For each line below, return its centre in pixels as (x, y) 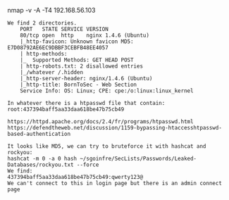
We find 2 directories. (42, 23)
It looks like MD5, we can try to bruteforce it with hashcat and (107, 146)
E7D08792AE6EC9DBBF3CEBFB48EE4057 (58, 48)
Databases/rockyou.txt (41, 165)
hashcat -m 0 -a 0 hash (42, 158)
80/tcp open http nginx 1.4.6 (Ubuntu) (85, 35)
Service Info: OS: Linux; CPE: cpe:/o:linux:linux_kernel (107, 91)
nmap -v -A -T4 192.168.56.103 (51, 10)
